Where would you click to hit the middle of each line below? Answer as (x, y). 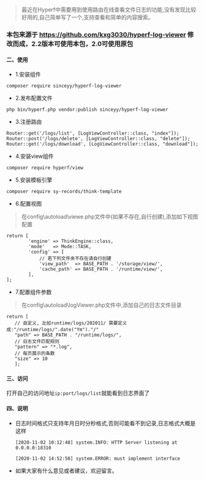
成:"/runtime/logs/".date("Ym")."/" (53, 330)
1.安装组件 (28, 74)
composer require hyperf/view (45, 168)
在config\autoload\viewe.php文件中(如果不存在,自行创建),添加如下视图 (110, 217)
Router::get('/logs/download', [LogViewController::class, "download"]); (103, 144)
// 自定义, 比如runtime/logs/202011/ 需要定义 (71, 323)
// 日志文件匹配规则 (37, 342)
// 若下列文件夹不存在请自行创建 (75, 259)
